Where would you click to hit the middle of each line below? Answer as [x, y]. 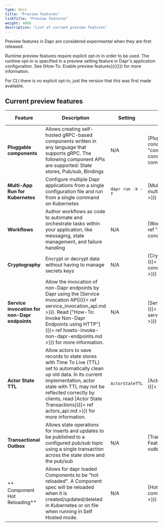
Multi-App [20, 185]
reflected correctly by [70, 392]
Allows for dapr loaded [71, 469]
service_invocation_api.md [76, 306]
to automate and [64, 217]
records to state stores [71, 356]
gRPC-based [77, 135]
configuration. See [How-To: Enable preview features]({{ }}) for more [73, 66]
